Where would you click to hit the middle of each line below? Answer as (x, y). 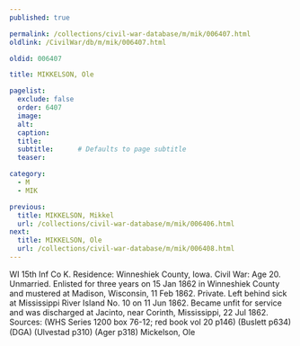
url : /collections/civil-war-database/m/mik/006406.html (126, 224)
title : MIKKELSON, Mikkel (66, 215)
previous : (28, 207)
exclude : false (46, 100)
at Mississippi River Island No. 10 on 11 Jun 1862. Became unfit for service (146, 303)
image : (30, 116)
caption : (34, 133)
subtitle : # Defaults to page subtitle (102, 149)
